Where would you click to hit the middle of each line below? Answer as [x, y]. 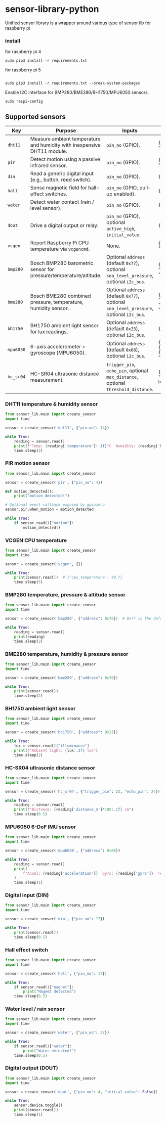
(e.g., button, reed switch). [61, 180]
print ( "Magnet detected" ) [50, 992]
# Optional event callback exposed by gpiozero [55, 505]
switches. [56, 194]
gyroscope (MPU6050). [58, 353]
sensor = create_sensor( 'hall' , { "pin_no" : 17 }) [56, 973]
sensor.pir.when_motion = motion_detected [49, 510]
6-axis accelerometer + [58, 347]
